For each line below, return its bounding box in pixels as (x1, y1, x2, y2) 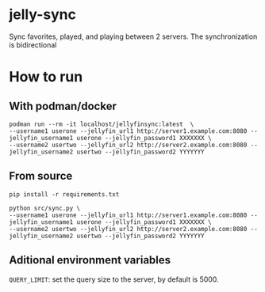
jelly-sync (9, 6, 77, 24)
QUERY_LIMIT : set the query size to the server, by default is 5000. (9, 275, 219, 284)
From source (9, 169, 73, 183)
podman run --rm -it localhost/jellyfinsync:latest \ (9, 120, 194, 128)
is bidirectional (9, 40, 57, 49)
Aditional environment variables (9, 253, 171, 267)
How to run (9, 68, 83, 86)
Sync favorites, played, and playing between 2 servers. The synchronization (9, 32, 258, 41)
